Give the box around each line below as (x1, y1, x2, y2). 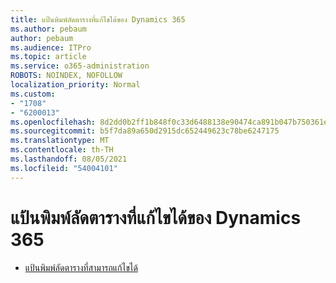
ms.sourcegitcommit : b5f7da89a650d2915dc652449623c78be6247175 (10, 126, 280, 136)
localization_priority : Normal (10, 80, 141, 90)
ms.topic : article (10, 52, 87, 62)
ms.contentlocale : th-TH (10, 145, 114, 155)
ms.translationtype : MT (10, 136, 110, 146)
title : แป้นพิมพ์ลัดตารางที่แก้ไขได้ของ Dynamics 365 (10, 14, 186, 25)
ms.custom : (10, 89, 56, 99)
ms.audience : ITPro (10, 42, 92, 53)
